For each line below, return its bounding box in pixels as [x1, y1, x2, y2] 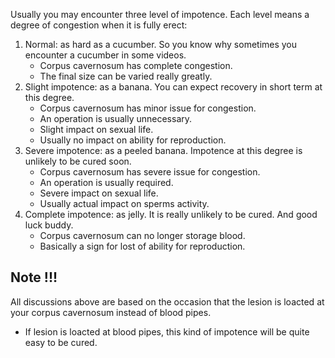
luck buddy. [24, 219, 74, 231]
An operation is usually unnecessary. [39, 113, 193, 124]
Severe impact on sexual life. [39, 187, 159, 199]
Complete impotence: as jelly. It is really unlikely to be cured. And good [24, 209, 318, 220]
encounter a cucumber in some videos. [24, 49, 187, 61]
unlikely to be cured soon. [24, 155, 132, 167]
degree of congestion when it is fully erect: [10, 19, 188, 31]
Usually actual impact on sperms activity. [39, 198, 210, 209]
